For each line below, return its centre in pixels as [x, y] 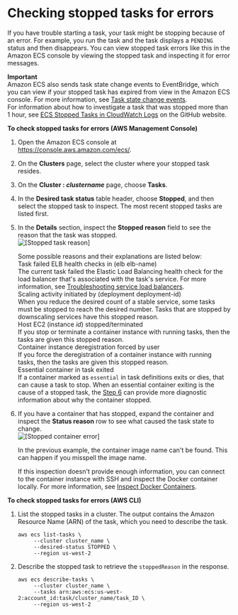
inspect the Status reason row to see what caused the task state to [116, 421]
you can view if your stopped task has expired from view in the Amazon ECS [119, 92]
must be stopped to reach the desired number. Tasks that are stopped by [124, 309]
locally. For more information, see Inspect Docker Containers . [107, 486]
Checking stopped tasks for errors [110, 13]
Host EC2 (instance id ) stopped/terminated [80, 324]
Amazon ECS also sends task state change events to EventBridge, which [113, 84]
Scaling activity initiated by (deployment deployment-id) [100, 294]
